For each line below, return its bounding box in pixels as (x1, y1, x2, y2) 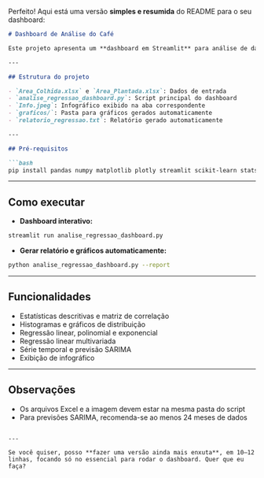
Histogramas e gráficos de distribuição (19, 319, 146, 329)
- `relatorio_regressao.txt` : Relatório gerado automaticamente (8, 117, 223, 124)
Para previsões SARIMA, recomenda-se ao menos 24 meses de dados (19, 413, 247, 422)
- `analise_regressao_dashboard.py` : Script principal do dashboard (8, 94, 237, 102)
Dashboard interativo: (19, 217, 93, 226)
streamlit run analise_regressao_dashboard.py (8, 232, 163, 239)
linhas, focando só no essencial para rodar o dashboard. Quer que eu (8, 455, 244, 463)
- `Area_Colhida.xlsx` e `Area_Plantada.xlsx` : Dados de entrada (8, 87, 226, 95)
